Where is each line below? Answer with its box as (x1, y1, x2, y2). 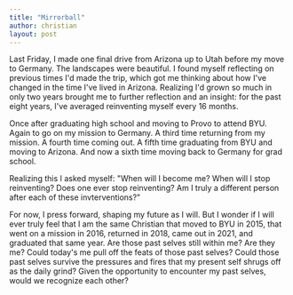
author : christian (9, 21, 77, 30)
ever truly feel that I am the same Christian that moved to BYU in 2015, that (9, 219, 282, 229)
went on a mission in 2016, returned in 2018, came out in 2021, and (9, 228, 253, 239)
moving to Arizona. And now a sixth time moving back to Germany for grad (9, 147, 282, 157)
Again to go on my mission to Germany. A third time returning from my (9, 128, 266, 139)
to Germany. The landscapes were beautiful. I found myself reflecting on (9, 63, 274, 74)
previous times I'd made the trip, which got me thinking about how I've (9, 73, 267, 84)
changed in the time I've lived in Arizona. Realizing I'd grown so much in (9, 82, 273, 93)
